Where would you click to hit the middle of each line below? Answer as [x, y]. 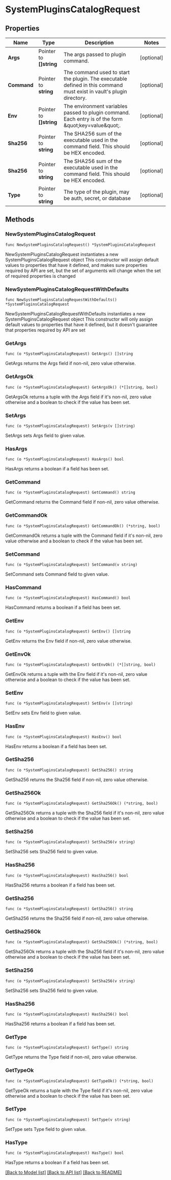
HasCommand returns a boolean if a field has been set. [63, 607]
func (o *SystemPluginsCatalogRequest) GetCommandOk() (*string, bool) [83, 526]
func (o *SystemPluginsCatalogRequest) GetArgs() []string [69, 354]
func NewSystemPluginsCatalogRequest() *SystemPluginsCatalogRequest [81, 245]
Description [99, 43]
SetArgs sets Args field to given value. [45, 435]
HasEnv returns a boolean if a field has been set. [56, 746]
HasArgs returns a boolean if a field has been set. [57, 469]
